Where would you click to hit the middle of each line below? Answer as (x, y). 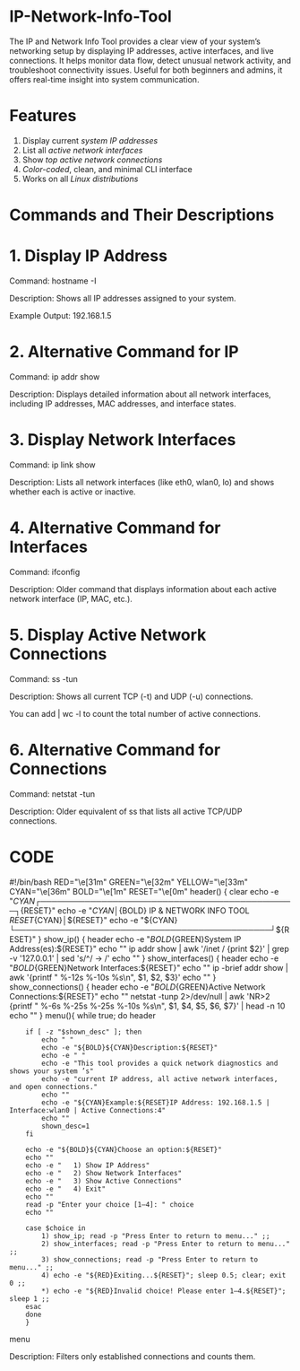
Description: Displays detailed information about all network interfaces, (140, 394)
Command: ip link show (52, 465)
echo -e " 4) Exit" (65, 1189)
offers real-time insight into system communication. (104, 79)
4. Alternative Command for (115, 528)
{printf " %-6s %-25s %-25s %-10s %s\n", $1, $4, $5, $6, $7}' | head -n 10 (147, 1006)
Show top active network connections (92, 160)
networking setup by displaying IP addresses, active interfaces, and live (142, 50)
